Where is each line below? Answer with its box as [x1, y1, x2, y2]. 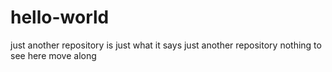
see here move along [10, 49, 97, 61]
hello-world [10, 6, 110, 29]
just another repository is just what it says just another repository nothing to [10, 39, 322, 51]
